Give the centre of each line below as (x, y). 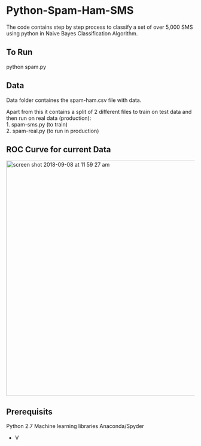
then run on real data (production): (49, 118)
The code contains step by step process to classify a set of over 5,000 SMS (100, 27)
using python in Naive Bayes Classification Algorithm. (72, 33)
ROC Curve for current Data (59, 150)
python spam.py (26, 67)
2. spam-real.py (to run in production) (53, 131)
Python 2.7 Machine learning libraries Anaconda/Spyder (75, 426)
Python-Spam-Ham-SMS (70, 10)
